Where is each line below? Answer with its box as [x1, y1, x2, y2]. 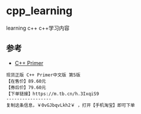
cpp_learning [6, 4, 73, 18]
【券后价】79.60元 [6, 84, 46, 90]
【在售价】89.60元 [6, 78, 46, 84]
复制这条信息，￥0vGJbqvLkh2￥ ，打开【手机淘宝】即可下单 [6, 102, 135, 108]
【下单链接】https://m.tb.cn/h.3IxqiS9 [6, 90, 100, 97]
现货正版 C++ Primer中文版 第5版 [6, 72, 81, 78]
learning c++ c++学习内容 [6, 24, 70, 31]
